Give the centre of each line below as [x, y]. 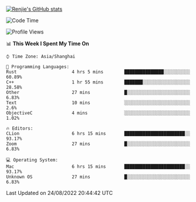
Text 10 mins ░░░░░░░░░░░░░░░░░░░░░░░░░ [98, 103]
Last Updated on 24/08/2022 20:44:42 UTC [60, 193]
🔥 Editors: [20, 129]
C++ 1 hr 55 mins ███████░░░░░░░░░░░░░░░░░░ [98, 82]
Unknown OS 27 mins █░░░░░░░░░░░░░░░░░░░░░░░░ [98, 177]
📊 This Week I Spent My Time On [48, 43]
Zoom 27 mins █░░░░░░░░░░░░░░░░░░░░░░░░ [98, 144]
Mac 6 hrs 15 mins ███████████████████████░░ [98, 167]
